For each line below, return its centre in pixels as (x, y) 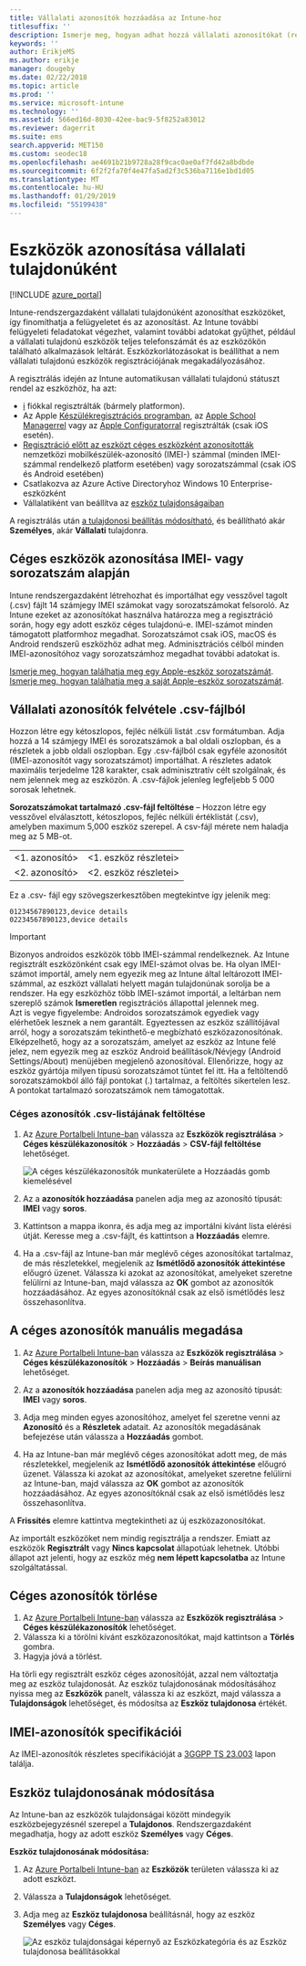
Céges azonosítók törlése (83, 1596)
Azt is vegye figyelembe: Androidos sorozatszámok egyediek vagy (134, 1013)
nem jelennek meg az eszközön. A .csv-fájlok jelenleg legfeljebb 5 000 (142, 780)
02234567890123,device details (69, 920)
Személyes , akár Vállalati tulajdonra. (79, 530)
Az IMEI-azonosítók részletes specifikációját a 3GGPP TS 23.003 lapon (143, 1754)
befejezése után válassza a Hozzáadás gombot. (113, 1436)
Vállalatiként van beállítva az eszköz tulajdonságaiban (123, 502)
